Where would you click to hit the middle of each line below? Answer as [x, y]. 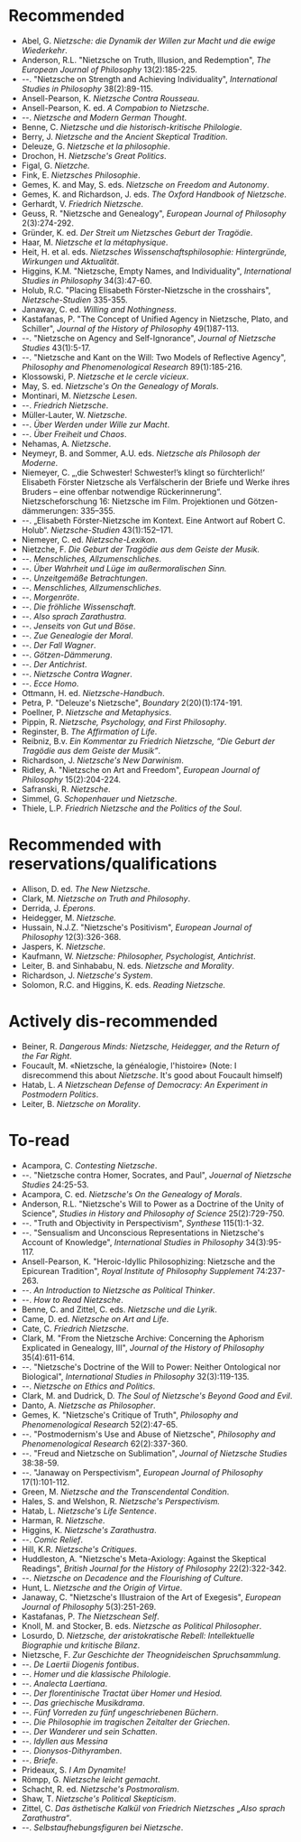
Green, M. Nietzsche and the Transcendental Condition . [125, 1492]
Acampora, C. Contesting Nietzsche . [89, 1165]
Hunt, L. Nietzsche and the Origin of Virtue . [102, 1587]
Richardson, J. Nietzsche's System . [87, 975]
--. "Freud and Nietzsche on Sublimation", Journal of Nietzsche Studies [154, 1453]
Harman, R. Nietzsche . [63, 1520]
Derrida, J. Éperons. [59, 907]
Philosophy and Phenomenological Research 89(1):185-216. [132, 367]
